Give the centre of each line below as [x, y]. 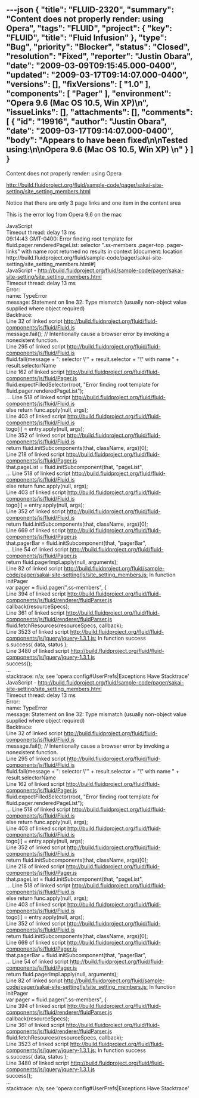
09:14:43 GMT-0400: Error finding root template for [69, 239]
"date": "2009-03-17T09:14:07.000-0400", [90, 131]
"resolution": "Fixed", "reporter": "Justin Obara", [99, 56]
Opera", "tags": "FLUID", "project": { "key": [89, 28]
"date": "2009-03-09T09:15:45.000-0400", [91, 66]
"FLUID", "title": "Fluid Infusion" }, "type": [87, 38]
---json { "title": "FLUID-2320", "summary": [90, 10]
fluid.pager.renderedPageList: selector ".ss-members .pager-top [85, 245]
